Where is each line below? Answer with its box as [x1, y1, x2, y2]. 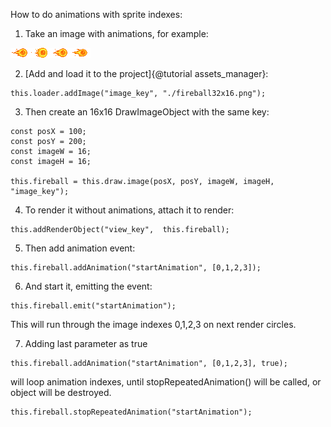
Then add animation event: [24, 242, 136, 254]
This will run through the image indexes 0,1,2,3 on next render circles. [10, 319, 297, 330]
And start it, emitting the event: [24, 280, 153, 292]
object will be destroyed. [10, 387, 112, 398]
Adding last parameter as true [24, 338, 148, 349]
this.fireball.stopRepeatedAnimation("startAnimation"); [10, 407, 253, 417]
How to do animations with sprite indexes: [10, 9, 183, 20]
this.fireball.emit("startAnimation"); [10, 301, 177, 311]
